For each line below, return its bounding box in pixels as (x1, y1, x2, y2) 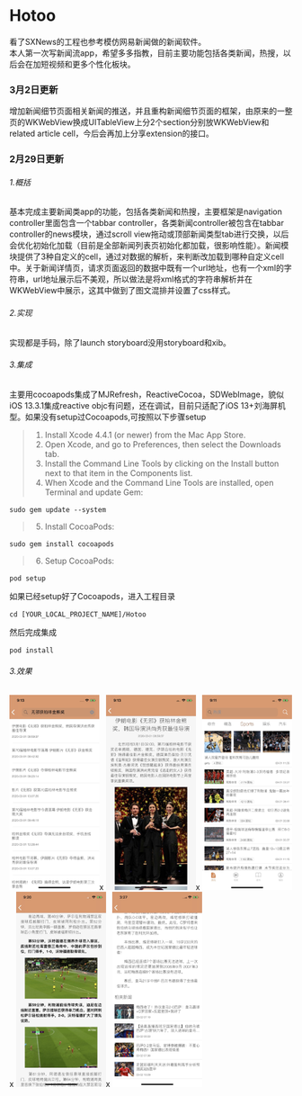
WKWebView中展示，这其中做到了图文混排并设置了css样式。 (9, 285, 235, 296)
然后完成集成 (9, 626, 57, 637)
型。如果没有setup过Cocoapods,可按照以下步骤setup (9, 411, 207, 422)
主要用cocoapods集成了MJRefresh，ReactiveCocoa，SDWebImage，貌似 (9, 389, 285, 400)
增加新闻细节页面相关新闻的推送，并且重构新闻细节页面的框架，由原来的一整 (9, 105, 293, 117)
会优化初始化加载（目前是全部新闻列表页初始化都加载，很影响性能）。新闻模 (9, 240, 289, 251)
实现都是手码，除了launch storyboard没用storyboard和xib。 (9, 337, 232, 347)
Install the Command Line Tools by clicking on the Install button (44, 458, 280, 469)
